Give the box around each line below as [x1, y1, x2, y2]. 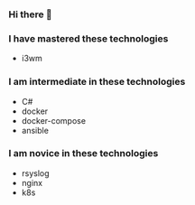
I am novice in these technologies [8, 147, 159, 160]
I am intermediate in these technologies [8, 76, 186, 89]
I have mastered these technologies [8, 32, 169, 44]
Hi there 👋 [8, 8, 53, 21]
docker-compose [21, 115, 87, 126]
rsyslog [21, 167, 51, 179]
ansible [21, 125, 49, 135]
